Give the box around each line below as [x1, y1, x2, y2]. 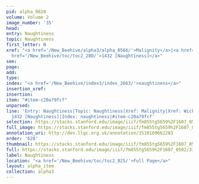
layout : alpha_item [6, 163, 54, 169]
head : [6, 25, 20, 31]
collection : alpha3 [6, 169, 54, 175]
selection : [6, 119, 33, 125]
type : [6, 75, 20, 81]
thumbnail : [6, 141, 33, 147]
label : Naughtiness [6, 152, 54, 158]
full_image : [6, 125, 36, 131]
